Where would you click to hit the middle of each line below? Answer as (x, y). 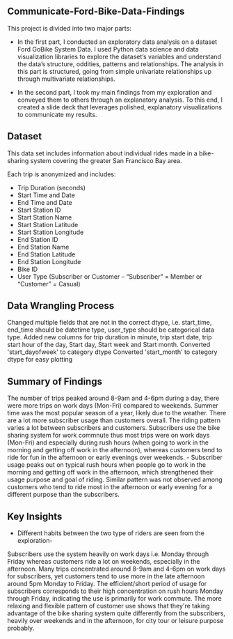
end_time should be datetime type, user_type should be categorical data (111, 330)
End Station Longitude (49, 261)
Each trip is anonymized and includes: (62, 174)
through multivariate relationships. (66, 79)
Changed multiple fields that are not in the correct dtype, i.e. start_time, (110, 323)
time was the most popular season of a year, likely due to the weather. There (117, 413)
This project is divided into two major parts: (70, 28)
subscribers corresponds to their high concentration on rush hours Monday (115, 591)
